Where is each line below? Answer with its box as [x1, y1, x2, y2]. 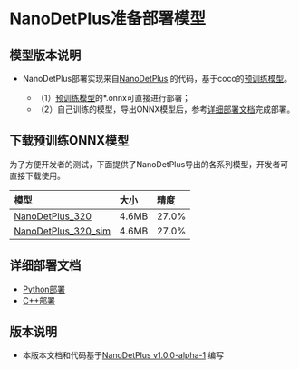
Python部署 [22, 284, 66, 294]
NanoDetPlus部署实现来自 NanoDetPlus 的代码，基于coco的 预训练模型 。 [22, 74, 293, 84]
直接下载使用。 [9, 170, 65, 181]
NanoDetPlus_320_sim [14, 224, 111, 237]
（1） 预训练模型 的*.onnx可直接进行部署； [35, 93, 191, 103]
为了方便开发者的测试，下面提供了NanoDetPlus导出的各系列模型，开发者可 [9, 158, 288, 169]
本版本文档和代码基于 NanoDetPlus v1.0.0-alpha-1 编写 [22, 350, 225, 361]
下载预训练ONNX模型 [9, 133, 130, 148]
